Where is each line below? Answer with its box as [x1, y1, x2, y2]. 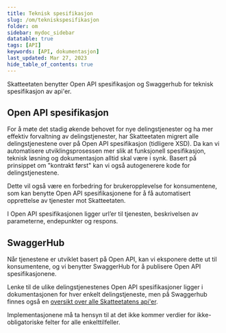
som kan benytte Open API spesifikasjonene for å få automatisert [7, 189, 191, 197]
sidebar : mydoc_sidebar [7, 29, 75, 36]
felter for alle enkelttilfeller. [45, 318, 121, 326]
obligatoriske [7, 318, 44, 326]
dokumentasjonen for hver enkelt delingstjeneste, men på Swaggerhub [7, 291, 208, 299]
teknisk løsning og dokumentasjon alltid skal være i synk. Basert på [7, 154, 197, 162]
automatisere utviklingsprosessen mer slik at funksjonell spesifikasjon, [7, 147, 206, 155]
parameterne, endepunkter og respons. [7, 217, 118, 225]
